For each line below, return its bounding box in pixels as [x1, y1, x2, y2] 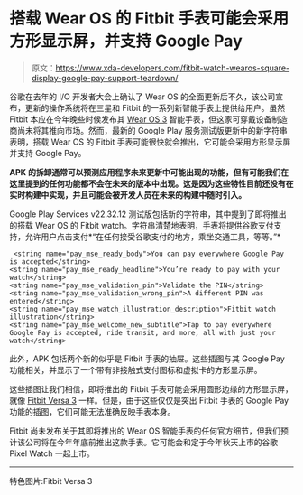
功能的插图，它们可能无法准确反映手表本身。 [9, 406, 176, 416]
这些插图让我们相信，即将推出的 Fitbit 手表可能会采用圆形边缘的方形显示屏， [9, 383, 293, 394]
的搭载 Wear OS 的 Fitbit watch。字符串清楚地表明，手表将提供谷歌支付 [9, 219, 274, 230]
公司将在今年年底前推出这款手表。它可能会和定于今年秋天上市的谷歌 [24, 436, 278, 447]
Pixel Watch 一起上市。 [9, 448, 95, 459]
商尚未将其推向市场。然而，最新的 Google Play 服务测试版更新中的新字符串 [9, 125, 289, 135]
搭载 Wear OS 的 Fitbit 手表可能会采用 [9, 8, 289, 29]
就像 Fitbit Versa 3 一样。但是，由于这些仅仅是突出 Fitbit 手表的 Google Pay [9, 395, 289, 406]
